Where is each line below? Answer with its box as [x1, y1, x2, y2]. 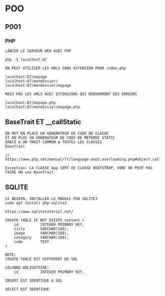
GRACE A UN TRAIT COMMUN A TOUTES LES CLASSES [5, 139, 102, 144]
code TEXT [14, 239, 50, 244]
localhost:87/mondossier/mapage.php [5, 104, 80, 109]
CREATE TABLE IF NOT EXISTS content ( [5, 218, 84, 223]
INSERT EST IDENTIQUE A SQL [5, 278, 63, 283]
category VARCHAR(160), [14, 235, 69, 240]
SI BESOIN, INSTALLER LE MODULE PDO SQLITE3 [5, 196, 98, 201]
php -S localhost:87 [5, 57, 48, 62]
